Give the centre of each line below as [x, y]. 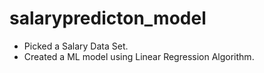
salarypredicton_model [108, 18]
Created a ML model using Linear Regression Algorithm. [139, 56]
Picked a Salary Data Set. [76, 46]
